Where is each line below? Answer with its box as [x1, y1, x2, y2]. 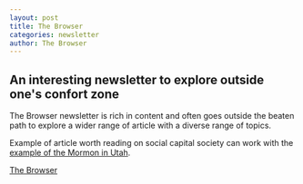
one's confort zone [9, 86, 120, 102]
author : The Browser [9, 38, 88, 48]
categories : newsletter [9, 30, 100, 39]
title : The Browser [9, 22, 84, 31]
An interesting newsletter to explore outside [9, 72, 265, 87]
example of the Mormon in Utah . [9, 147, 131, 159]
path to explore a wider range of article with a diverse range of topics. [9, 120, 271, 131]
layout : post [9, 13, 59, 23]
